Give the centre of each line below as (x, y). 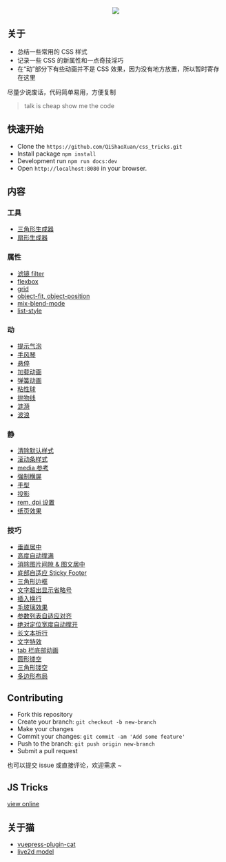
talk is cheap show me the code (69, 105)
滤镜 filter (31, 273)
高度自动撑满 (35, 555)
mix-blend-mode (41, 303)
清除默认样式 (35, 451)
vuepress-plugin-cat (46, 844)
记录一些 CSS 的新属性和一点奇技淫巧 (70, 60)
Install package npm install (56, 154)
